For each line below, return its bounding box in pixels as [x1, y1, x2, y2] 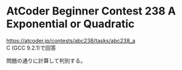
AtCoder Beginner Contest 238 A [6, 4, 176, 18]
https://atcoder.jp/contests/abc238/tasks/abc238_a [6, 37, 135, 44]
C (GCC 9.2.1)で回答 [6, 44, 56, 51]
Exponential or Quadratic [6, 17, 135, 31]
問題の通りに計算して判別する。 [6, 57, 86, 64]
